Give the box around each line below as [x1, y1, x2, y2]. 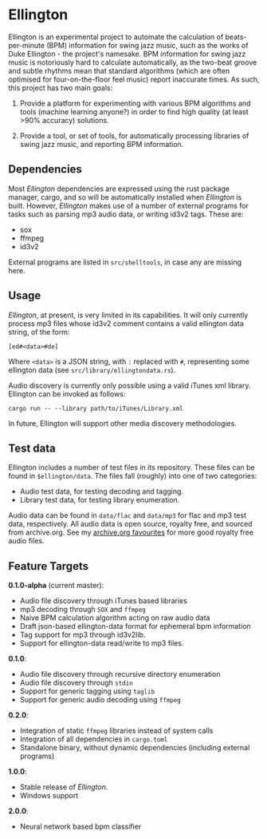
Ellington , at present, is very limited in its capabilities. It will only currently [8, 310, 249, 320]
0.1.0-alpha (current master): [8, 581, 104, 590]
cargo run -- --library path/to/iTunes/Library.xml [8, 404, 183, 412]
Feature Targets [8, 559, 89, 573]
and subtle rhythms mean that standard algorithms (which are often [8, 66, 230, 75]
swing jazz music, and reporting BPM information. [19, 139, 184, 149]
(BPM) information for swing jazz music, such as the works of [46, 40, 249, 50]
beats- [225, 32, 247, 42]
